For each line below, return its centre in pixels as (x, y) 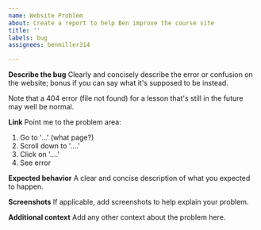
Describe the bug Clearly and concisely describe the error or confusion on (131, 75)
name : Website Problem (46, 15)
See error (35, 163)
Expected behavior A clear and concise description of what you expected (129, 178)
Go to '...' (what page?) (57, 138)
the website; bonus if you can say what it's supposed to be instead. (118, 83)
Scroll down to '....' (50, 146)
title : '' (25, 30)
